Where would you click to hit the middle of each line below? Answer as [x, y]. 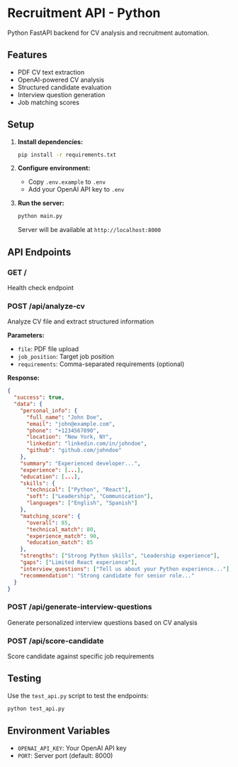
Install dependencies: [50, 142]
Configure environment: [54, 168]
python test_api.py [36, 708]
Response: [24, 378]
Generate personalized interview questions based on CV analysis [102, 622]
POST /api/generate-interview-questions [80, 607]
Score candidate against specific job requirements [81, 656]
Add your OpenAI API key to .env [76, 189]
